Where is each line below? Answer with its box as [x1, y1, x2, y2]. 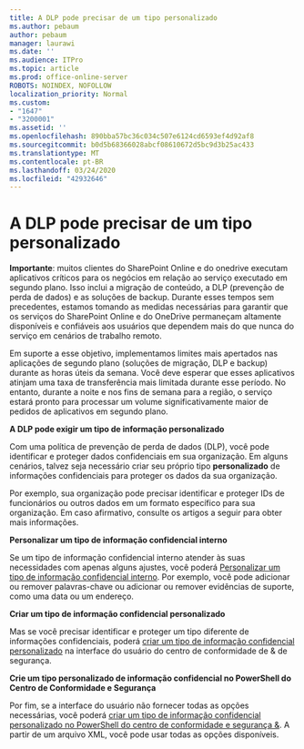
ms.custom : [9, 97, 51, 107]
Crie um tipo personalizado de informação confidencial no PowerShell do [9, 673, 292, 683]
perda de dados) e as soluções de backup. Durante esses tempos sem [9, 292, 275, 303]
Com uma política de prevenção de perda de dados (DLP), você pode [9, 441, 270, 452]
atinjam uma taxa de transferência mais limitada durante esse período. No [9, 377, 287, 388]
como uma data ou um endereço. [9, 591, 135, 602]
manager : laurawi [9, 38, 76, 48]
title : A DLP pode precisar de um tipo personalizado [9, 13, 218, 23]
